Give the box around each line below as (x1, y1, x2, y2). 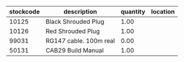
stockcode (9, 8, 40, 15)
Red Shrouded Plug (45, 27, 100, 35)
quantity (120, 8, 146, 15)
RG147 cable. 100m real (45, 37, 115, 45)
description (63, 8, 97, 15)
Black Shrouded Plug (45, 18, 105, 25)
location (151, 8, 175, 15)
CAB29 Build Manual (45, 47, 104, 54)
